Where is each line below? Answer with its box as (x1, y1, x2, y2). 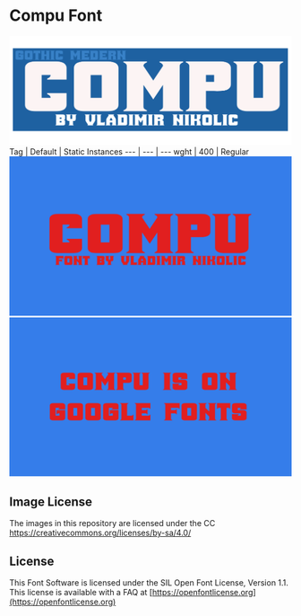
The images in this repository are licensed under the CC (9, 518, 216, 529)
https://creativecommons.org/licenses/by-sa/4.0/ (9, 527, 192, 539)
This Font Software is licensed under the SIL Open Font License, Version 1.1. (9, 576, 289, 588)
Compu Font (9, 5, 103, 26)
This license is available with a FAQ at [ (9, 586, 153, 597)
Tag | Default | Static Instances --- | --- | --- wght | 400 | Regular (9, 146, 249, 157)
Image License (9, 494, 92, 509)
